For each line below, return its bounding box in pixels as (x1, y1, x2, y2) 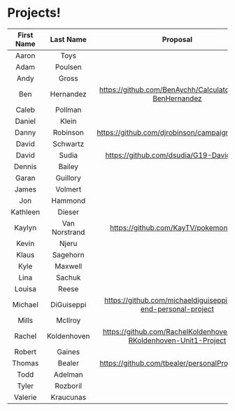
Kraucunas (50, 392, 86, 402)
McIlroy (55, 315, 81, 325)
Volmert (55, 184, 82, 194)
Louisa (14, 284, 36, 294)
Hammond (51, 196, 86, 206)
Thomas (11, 358, 39, 368)
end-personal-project (140, 304, 215, 314)
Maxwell (55, 261, 83, 271)
